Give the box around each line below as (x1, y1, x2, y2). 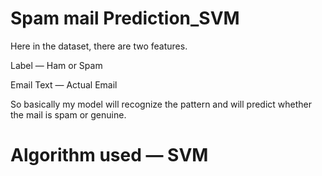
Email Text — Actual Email (10, 78, 118, 91)
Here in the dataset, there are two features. (10, 40, 188, 52)
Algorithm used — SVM (10, 144, 209, 167)
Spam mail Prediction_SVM (10, 7, 240, 30)
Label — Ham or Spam (10, 59, 103, 71)
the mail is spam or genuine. (10, 108, 127, 121)
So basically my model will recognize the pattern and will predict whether (10, 98, 312, 110)
